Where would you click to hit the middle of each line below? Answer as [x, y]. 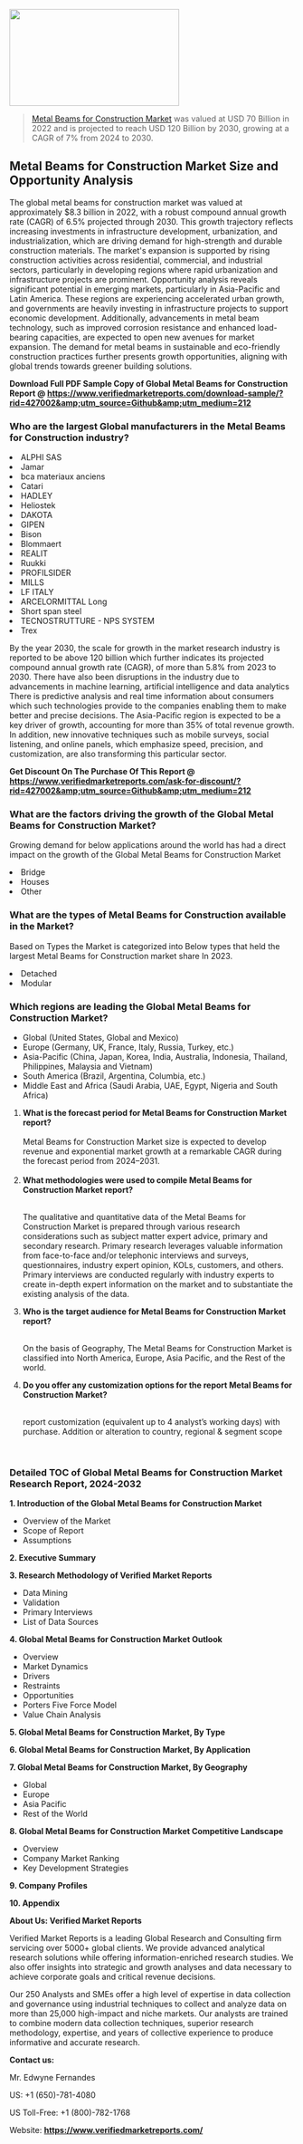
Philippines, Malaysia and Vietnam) [88, 1066]
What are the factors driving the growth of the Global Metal [142, 814]
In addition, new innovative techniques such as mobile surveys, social [139, 735]
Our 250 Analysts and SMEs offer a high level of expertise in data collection [150, 1995]
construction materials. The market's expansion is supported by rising [140, 250]
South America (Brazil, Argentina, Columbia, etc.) [114, 1076]
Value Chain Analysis [62, 1715]
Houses [35, 882]
